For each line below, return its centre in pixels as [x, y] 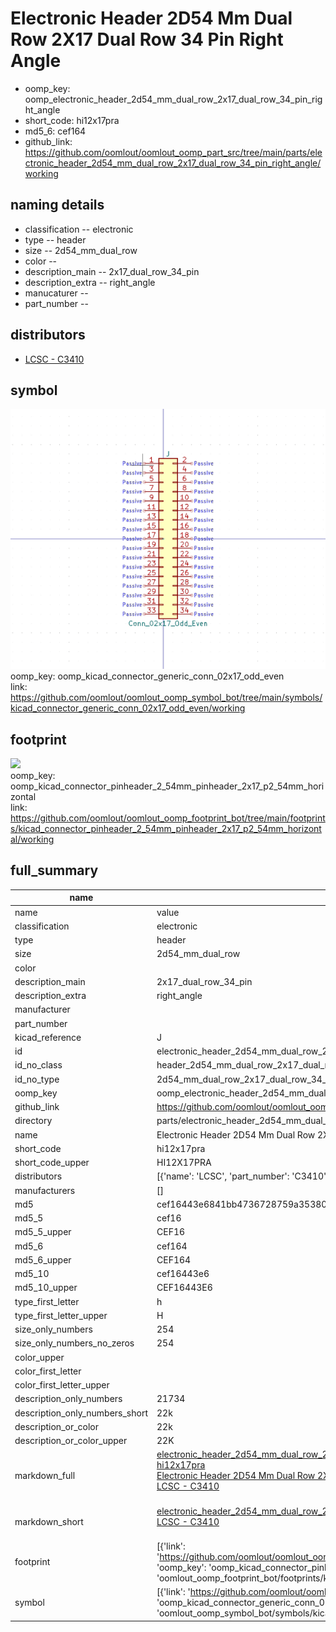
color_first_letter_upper [62, 1385]
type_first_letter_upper [61, 1315]
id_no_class [38, 1065]
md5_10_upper [46, 1288]
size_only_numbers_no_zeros [74, 1343]
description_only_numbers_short [81, 1413]
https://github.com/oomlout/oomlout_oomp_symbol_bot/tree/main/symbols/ [166, 698]
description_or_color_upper [71, 1441]
